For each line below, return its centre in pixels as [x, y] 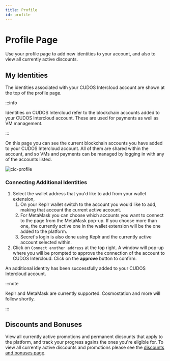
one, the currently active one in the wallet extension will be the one [91, 226]
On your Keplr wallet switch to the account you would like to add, [88, 204]
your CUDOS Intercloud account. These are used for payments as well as [82, 118]
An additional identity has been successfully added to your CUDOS [76, 268]
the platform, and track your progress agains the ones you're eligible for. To [84, 342]
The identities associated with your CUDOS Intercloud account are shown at [85, 87]
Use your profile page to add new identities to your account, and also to [80, 54]
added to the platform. [44, 231]
